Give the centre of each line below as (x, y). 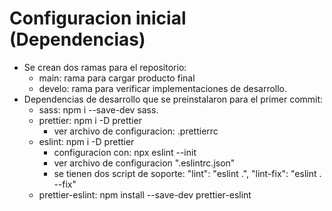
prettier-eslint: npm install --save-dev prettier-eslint (145, 194)
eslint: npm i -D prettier (86, 141)
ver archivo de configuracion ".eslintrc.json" (144, 163)
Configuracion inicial (98, 18)
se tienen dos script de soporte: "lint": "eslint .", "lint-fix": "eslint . (187, 173)
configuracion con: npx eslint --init (125, 152)
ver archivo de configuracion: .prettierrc (136, 131)
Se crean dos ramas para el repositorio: (105, 67)
